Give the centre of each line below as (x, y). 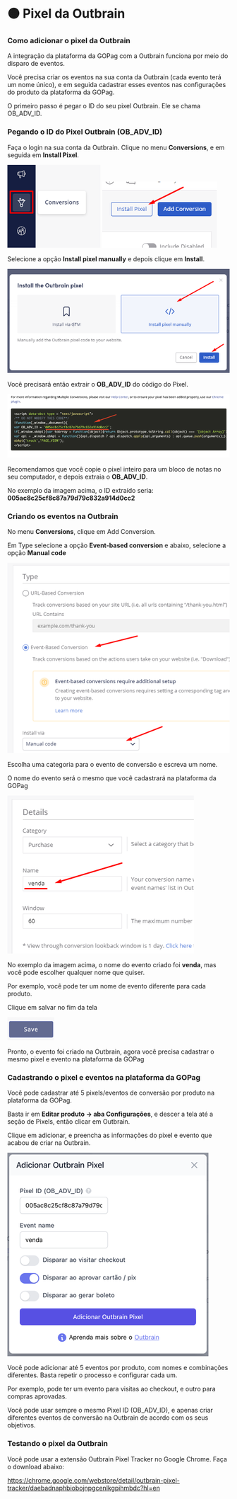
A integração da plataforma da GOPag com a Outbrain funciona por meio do (118, 56)
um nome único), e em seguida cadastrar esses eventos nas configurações (117, 85)
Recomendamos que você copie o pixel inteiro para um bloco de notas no (114, 469)
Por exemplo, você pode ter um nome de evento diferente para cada (107, 986)
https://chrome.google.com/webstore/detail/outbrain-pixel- (93, 1480)
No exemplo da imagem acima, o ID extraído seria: (80, 491)
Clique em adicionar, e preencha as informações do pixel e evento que (110, 1135)
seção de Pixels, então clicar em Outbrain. (69, 1122)
